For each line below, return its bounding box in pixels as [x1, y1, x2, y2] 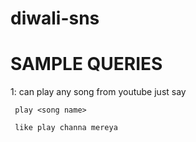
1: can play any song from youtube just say [10, 86, 187, 98]
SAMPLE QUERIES [10, 53, 163, 76]
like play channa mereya [14, 123, 118, 133]
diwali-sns [10, 7, 100, 30]
